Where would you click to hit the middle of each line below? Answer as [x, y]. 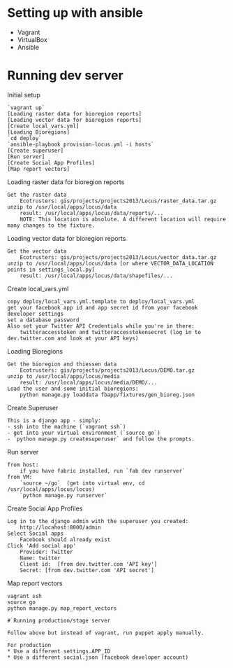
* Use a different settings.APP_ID [59, 651]
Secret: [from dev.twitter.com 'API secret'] [87, 570]
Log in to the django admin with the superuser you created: [98, 521]
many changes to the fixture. [51, 225]
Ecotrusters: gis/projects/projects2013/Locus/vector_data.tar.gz [118, 257]
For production [29, 645]
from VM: [20, 477]
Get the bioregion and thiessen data [62, 364]
